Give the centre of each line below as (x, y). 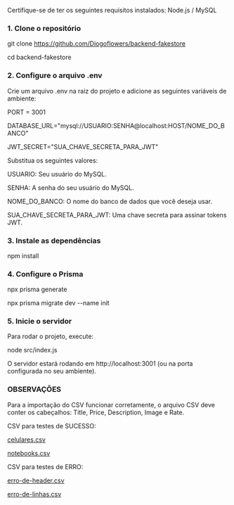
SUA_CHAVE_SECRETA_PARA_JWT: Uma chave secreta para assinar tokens (117, 215)
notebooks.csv (29, 453)
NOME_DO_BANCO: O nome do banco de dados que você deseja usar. (110, 201)
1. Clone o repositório (44, 28)
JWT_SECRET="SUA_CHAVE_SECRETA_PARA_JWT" (83, 146)
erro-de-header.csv (36, 480)
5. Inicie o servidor (40, 321)
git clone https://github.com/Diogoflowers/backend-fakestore (97, 44)
